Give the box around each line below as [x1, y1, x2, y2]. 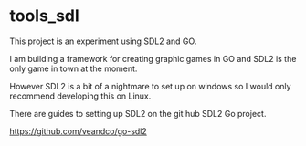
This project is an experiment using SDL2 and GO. [9, 36, 197, 47]
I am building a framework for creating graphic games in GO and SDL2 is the [9, 53, 297, 64]
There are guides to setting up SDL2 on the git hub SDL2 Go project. [9, 108, 267, 119]
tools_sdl [9, 5, 79, 26]
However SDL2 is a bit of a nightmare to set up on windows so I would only [9, 80, 291, 91]
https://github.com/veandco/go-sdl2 [9, 125, 148, 137]
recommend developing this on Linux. [9, 90, 152, 101]
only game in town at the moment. [9, 63, 138, 74]
